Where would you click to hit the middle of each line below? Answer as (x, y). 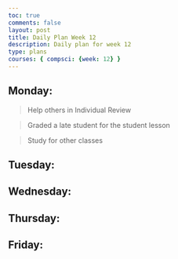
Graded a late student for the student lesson (99, 125)
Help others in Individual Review (79, 110)
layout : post (29, 30)
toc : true (24, 15)
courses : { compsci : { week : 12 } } (65, 60)
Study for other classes (65, 140)
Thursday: (34, 218)
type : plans (27, 52)
